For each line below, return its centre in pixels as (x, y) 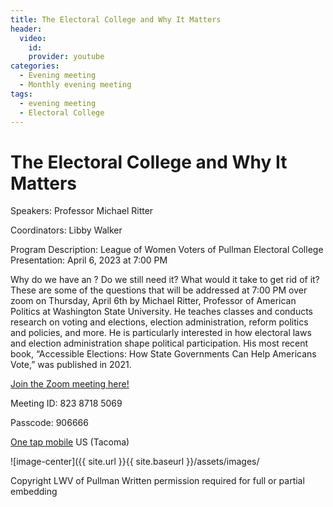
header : (26, 29)
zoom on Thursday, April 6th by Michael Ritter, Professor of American (153, 301)
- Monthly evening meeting (75, 85)
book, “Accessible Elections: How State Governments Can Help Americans (163, 354)
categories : (35, 66)
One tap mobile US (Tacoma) (70, 442)
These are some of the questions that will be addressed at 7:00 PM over (159, 290)
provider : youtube (66, 57)
